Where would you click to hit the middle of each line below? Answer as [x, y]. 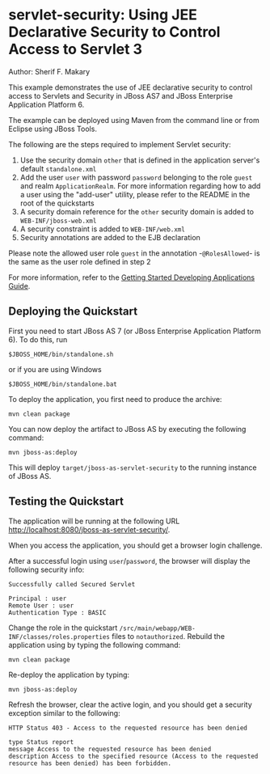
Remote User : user [41, 605]
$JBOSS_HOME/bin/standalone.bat [63, 384]
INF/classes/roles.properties [59, 637]
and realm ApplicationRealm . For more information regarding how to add [140, 186]
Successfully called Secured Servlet [72, 584]
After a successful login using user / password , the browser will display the [129, 560]
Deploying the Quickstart [73, 312]
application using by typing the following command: [95, 645]
